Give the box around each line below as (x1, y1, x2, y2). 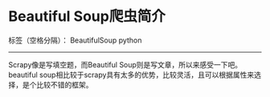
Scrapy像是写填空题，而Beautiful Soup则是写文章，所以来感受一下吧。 (8, 59, 243, 69)
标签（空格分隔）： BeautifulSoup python (8, 35, 142, 45)
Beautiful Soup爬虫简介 (8, 7, 166, 26)
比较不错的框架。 (35, 79, 93, 89)
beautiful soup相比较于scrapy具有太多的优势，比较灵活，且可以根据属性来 (8, 70, 255, 79)
